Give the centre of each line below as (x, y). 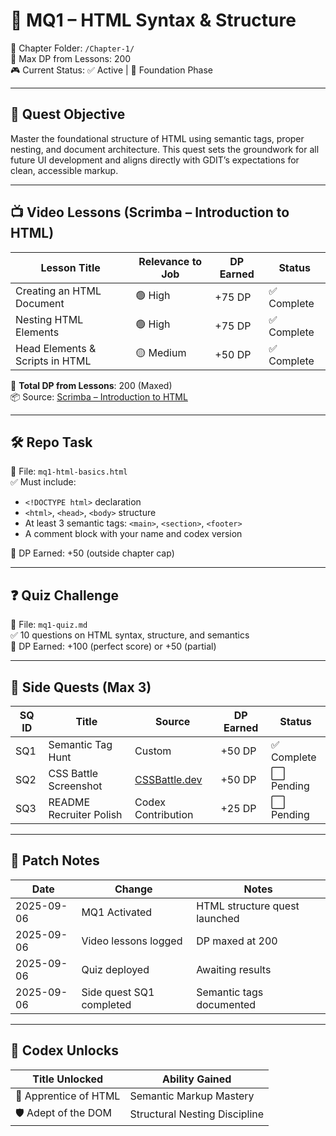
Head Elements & (56, 348)
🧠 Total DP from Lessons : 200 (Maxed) (91, 385)
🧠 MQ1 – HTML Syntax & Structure (153, 20)
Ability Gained (197, 1079)
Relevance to (170, 261)
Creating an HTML (58, 291)
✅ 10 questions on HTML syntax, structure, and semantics (130, 635)
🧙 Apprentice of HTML (68, 1096)
